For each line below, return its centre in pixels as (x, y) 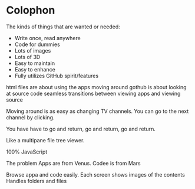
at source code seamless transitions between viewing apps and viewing (93, 93)
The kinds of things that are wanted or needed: (63, 27)
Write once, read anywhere (47, 38)
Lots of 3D (27, 57)
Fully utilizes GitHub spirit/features (57, 76)
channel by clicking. (30, 117)
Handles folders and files (37, 181)
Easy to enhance (35, 69)
